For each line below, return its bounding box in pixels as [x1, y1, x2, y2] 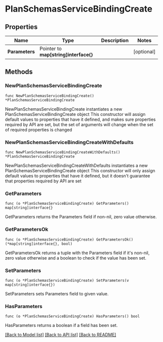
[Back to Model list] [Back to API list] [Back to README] [5, 332, 116, 338]
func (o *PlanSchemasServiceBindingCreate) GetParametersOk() [5, 237, 133, 242]
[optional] [133, 49, 156, 55]
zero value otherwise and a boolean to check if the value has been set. [5, 255, 147, 261]
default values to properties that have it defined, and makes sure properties [5, 116, 156, 122]
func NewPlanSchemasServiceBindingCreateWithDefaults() [5, 149, 120, 155]
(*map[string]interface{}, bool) [5, 241, 73, 246]
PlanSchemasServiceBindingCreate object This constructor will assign [5, 111, 146, 117]
